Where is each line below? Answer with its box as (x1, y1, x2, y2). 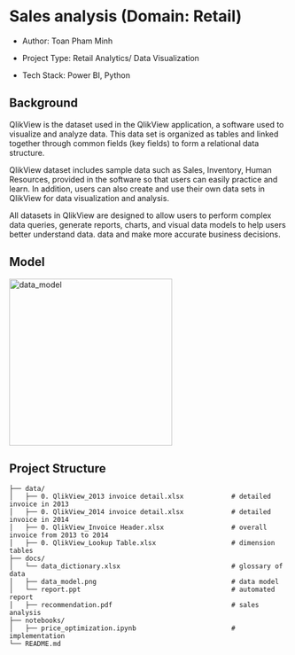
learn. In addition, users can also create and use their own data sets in (9, 183, 266, 194)
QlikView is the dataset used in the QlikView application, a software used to (9, 119, 284, 129)
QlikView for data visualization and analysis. (9, 192, 170, 203)
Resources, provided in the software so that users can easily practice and (9, 174, 278, 184)
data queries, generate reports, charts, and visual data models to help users (9, 219, 286, 230)
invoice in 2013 (9, 500, 69, 509)
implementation (9, 632, 66, 641)
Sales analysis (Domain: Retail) (9, 6, 242, 27)
